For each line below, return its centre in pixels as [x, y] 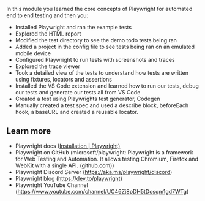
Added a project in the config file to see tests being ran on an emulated [105, 47]
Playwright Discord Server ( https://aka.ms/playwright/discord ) [94, 172]
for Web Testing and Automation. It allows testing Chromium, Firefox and [107, 159]
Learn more [29, 131]
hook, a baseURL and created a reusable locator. [77, 112]
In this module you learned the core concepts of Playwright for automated [99, 9]
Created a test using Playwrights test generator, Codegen [88, 99]
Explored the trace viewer [48, 66]
